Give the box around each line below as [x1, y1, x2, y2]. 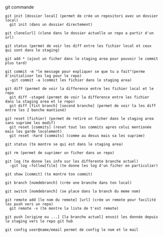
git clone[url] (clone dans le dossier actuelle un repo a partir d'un [5, 31, 154, 36]
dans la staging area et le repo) [5, 99, 76, 104]
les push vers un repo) [5, 202, 54, 207]
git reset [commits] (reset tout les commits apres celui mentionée [9, 125, 152, 129]
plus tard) [5, 61, 27, 65]
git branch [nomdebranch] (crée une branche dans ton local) [5, 180, 132, 185]
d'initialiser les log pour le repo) [5, 73, 82, 78]
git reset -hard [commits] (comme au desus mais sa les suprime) [9, 133, 145, 138]
